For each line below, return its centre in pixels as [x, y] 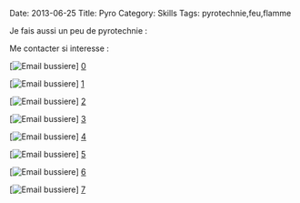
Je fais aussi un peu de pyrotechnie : [79, 30]
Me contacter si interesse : [59, 48]
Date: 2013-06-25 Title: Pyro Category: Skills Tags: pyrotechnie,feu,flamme [150, 13]
